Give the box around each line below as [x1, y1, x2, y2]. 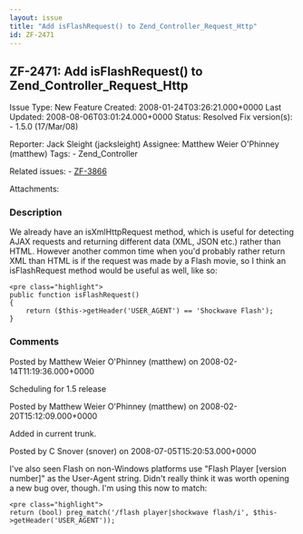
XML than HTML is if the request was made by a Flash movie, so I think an [9, 256, 287, 267]
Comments [9, 335, 59, 348]
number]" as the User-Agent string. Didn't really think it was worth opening [9, 472, 290, 483]
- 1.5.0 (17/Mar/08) [9, 121, 79, 132]
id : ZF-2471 [9, 30, 54, 39]
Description [9, 206, 63, 218]
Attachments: [9, 183, 60, 195]
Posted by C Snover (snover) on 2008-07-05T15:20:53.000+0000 [9, 445, 257, 456]
